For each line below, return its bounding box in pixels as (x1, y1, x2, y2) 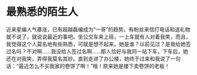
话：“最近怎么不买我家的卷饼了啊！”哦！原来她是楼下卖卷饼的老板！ (6, 62, 170, 69)
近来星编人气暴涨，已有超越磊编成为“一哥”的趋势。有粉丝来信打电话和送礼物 (6, 26, 191, 33)
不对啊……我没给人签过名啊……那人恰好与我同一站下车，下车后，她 (26, 47, 189, 54)
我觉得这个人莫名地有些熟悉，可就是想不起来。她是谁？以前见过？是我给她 (6, 40, 186, 47)
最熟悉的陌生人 (6, 5, 79, 19)
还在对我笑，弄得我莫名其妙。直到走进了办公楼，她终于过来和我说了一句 (6, 55, 181, 62)
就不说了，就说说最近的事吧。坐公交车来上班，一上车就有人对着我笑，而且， (6, 33, 191, 40)
